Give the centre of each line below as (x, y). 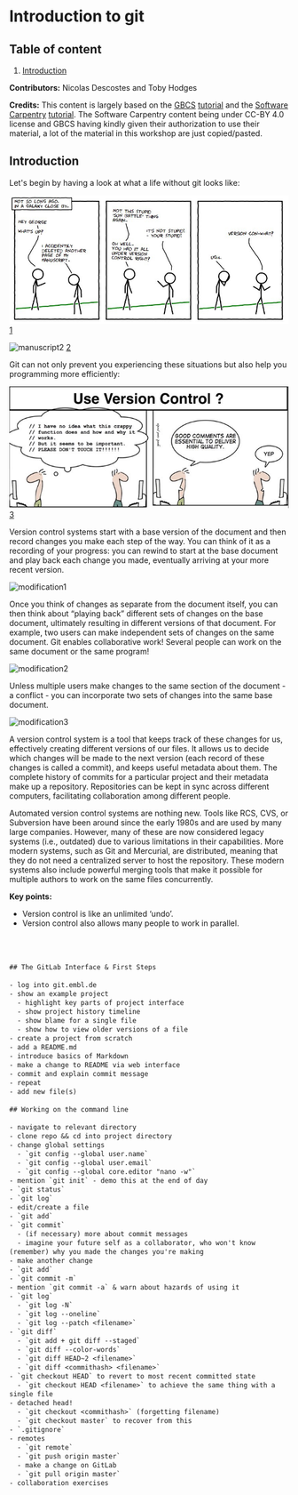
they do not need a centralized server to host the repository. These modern (147, 860)
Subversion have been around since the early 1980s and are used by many (145, 822)
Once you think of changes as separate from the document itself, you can (144, 604)
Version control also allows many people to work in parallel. (130, 923)
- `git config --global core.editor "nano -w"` (107, 1171)
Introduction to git (77, 16)
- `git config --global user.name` (83, 1153)
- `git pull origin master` (69, 1474)
